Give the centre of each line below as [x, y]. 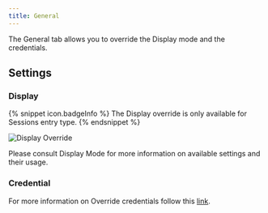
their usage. [28, 162]
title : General [34, 16]
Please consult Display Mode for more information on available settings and [134, 154]
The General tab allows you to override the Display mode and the [117, 39]
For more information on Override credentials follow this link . [109, 201]
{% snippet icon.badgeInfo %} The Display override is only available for [128, 113]
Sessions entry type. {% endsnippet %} [74, 122]
